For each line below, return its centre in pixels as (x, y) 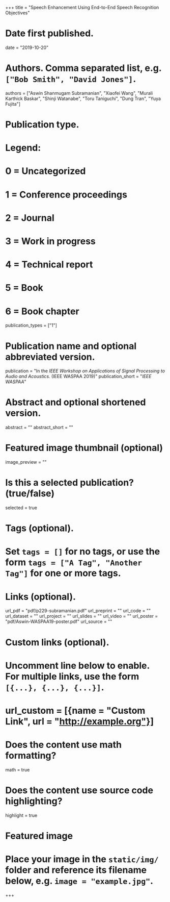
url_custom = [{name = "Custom (75, 710)
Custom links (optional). (57, 642)
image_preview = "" (26, 462)
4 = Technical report (49, 265)
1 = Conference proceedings (66, 195)
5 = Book (24, 288)
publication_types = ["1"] (31, 325)
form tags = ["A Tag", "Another (74, 562)
